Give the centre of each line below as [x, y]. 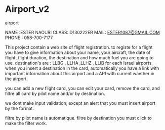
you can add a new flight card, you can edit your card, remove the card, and [82, 88]
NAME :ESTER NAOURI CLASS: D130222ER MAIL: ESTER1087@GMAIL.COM [82, 32]
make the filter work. [26, 123]
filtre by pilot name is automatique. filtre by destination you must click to [79, 118]
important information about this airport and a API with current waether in [80, 73]
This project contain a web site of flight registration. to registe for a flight [79, 47]
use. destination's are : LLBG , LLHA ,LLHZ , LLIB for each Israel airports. [79, 63]
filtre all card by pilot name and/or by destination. [55, 93]
